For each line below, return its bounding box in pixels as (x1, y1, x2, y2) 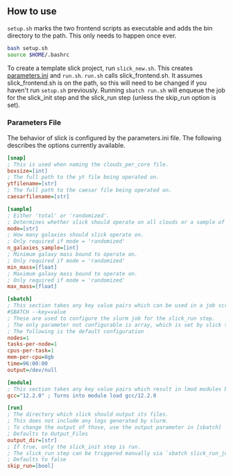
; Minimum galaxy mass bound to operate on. (7, 251, 138, 258)
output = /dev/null (7, 366, 58, 373)
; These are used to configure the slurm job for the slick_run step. (7, 315, 216, 322)
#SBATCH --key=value (7, 309, 67, 316)
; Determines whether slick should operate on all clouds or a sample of (7, 219, 225, 226)
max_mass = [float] (7, 283, 58, 290)
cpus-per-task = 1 (7, 347, 54, 355)
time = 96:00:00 (7, 360, 49, 367)
